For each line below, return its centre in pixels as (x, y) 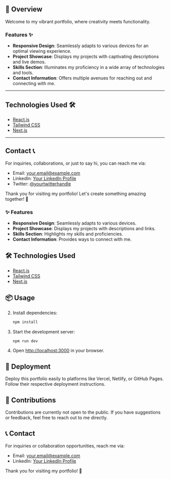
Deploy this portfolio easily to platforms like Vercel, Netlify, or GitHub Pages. (84, 379)
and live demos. (29, 62)
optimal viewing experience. (42, 51)
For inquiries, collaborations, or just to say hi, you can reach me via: (76, 163)
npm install (25, 322)
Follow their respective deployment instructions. (55, 384)
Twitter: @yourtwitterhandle (42, 183)
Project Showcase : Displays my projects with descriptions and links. (84, 229)
